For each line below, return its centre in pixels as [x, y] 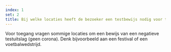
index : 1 [15, 10]
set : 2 [12, 15]
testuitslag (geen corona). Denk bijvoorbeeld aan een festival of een [76, 39]
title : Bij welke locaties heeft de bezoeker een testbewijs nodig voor [84, 19]
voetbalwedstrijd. [23, 44]
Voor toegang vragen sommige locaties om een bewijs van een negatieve [82, 34]
